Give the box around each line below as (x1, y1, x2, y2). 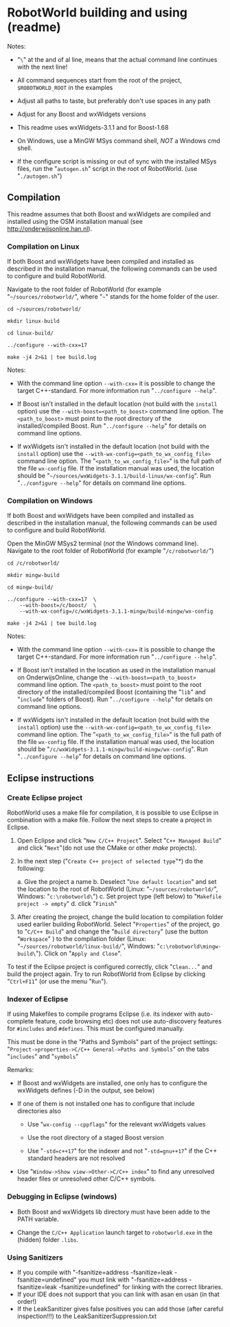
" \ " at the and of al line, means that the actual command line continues (16, 55, 218, 63)
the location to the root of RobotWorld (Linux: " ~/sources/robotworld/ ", (16, 885, 218, 894)
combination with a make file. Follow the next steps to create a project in (7, 816, 212, 824)
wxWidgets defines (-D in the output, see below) (16, 1087, 155, 1095)
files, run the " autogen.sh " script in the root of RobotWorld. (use (16, 164, 198, 172)
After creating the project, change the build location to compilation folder (16, 913, 224, 921)
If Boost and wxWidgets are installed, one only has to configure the (16, 1079, 207, 1087)
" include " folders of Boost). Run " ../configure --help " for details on (16, 695, 213, 703)
